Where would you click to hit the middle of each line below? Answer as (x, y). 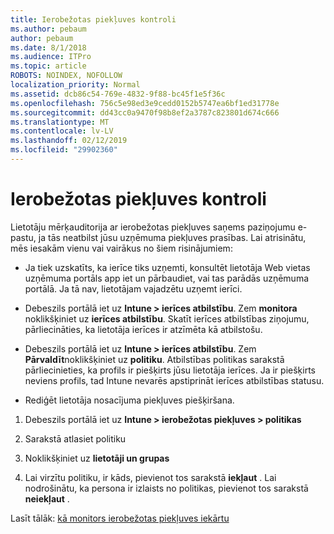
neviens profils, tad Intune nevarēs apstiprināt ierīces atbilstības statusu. (174, 380)
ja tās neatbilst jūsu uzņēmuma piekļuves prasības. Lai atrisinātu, (172, 237)
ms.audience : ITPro (51, 57)
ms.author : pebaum (48, 29)
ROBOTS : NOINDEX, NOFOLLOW (66, 76)
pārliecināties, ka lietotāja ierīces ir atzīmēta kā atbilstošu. (143, 329)
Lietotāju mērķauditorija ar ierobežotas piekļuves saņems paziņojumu (153, 227)
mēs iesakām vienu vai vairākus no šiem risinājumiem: (121, 248)
